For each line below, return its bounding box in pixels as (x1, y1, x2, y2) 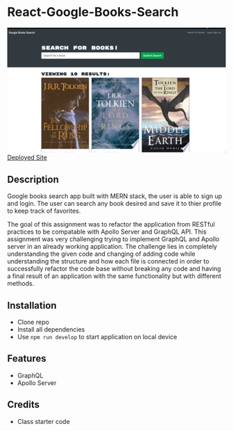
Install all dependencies (17, 325, 85, 334)
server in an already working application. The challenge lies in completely (7, 243, 217, 251)
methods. (7, 279, 35, 288)
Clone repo (17, 318, 50, 326)
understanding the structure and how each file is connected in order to (7, 257, 209, 266)
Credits (7, 399, 40, 411)
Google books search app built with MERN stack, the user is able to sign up (7, 192, 223, 200)
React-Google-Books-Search (7, 4, 179, 20)
